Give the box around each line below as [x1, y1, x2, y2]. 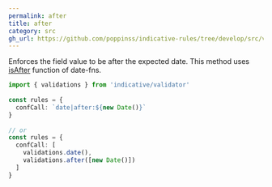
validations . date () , [23, 149, 92, 157]
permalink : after [8, 11, 67, 20]
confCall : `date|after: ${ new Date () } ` [15, 103, 147, 112]
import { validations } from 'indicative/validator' [8, 81, 190, 89]
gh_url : [8, 34, 35, 43]
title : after [8, 19, 53, 28]
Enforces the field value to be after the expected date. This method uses [8, 57, 249, 66]
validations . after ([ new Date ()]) [23, 156, 136, 164]
